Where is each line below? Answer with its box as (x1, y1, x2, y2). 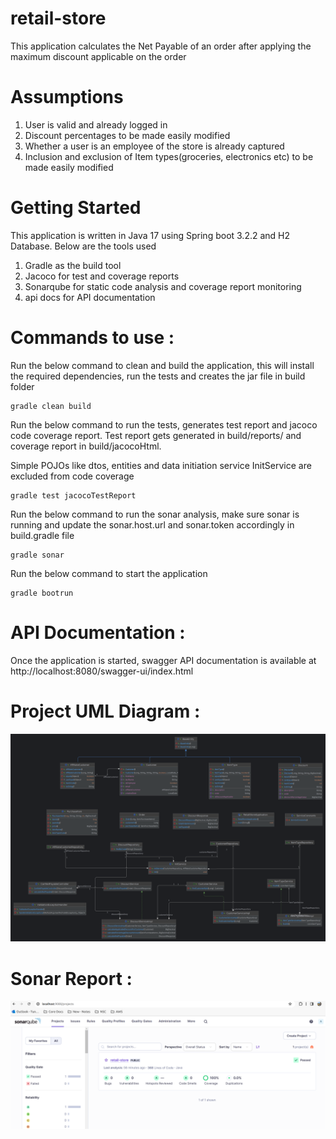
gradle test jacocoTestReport (10, 490, 137, 501)
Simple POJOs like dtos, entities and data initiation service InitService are (10, 459, 312, 471)
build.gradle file (10, 529, 75, 541)
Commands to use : (10, 327, 175, 349)
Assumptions (10, 86, 124, 109)
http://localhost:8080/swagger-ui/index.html (10, 665, 194, 677)
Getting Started (10, 197, 142, 219)
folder (10, 380, 35, 392)
